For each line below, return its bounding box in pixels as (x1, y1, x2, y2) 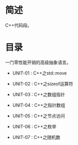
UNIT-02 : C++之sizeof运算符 (12, 81, 73, 87)
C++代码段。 (5, 22, 32, 28)
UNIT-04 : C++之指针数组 (12, 102, 65, 108)
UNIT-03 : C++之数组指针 (12, 91, 65, 97)
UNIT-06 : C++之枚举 (12, 123, 56, 129)
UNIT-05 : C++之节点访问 (12, 113, 65, 119)
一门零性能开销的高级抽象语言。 (5, 59, 71, 65)
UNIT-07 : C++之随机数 (12, 134, 61, 140)
